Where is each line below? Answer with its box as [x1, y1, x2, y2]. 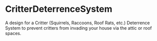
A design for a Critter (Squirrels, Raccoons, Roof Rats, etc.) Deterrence [5, 20, 150, 26]
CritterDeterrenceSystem [5, 3, 113, 15]
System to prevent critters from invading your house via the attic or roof [5, 25, 153, 31]
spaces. [5, 30, 21, 36]
